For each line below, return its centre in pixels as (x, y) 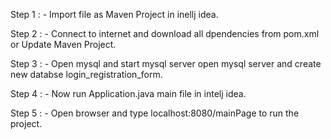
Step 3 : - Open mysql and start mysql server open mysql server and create (166, 63)
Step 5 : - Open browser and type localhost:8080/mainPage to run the (155, 113)
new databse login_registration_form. (86, 74)
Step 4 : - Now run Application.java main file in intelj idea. (128, 93)
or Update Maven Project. (63, 44)
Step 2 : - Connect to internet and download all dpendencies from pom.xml (165, 33)
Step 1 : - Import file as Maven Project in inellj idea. (114, 14)
